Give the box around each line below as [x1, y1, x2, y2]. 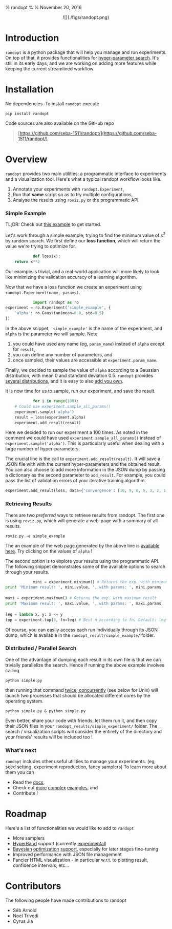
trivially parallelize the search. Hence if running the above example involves [5, 662, 165, 668]
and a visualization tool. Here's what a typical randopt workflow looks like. [5, 176, 162, 182]
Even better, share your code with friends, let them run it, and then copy [5, 717, 157, 724]
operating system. [5, 698, 44, 704]
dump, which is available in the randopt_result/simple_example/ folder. [5, 632, 155, 638]
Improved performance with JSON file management [12, 851, 122, 858]
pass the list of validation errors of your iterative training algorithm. [5, 478, 146, 484]
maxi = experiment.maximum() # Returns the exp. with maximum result [5, 596, 157, 601]
